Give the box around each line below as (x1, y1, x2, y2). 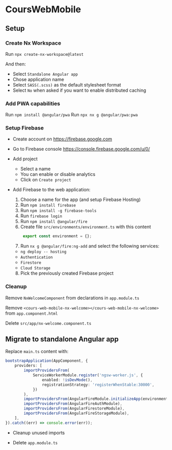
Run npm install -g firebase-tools (20, 208, 97, 214)
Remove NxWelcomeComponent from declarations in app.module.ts (5, 295, 140, 301)
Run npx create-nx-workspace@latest (5, 51, 84, 57)
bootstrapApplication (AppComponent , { (5, 358, 88, 363)
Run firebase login (20, 213, 62, 219)
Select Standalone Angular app (12, 71, 78, 77)
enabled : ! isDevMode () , (41, 377, 93, 382)
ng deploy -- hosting (20, 250, 67, 255)
